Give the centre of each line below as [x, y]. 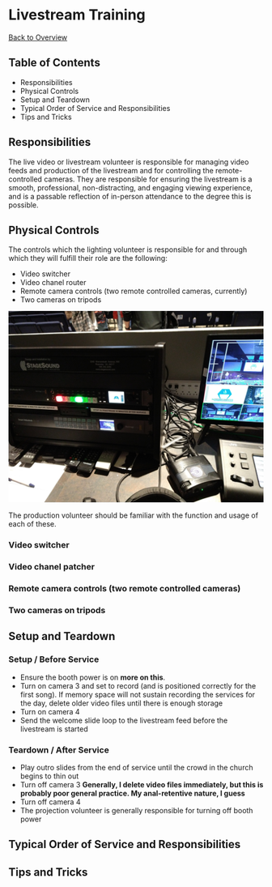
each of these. [32, 524]
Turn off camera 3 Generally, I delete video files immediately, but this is [142, 785]
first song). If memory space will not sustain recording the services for [138, 694]
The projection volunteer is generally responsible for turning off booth [136, 811]
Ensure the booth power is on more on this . [93, 677]
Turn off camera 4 [50, 802]
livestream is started [54, 729]
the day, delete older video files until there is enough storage [121, 703]
